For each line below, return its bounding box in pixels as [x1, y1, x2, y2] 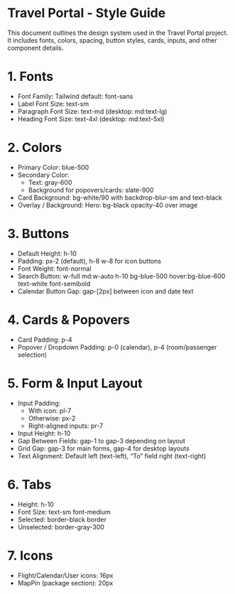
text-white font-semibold [17, 279, 91, 288]
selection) [17, 350, 48, 359]
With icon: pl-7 [28, 406, 72, 415]
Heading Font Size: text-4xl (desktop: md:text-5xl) [17, 114, 165, 123]
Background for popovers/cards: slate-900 [28, 185, 154, 194]
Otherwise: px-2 [28, 414, 76, 422]
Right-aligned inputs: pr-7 [28, 421, 104, 430]
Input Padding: [17, 399, 61, 407]
